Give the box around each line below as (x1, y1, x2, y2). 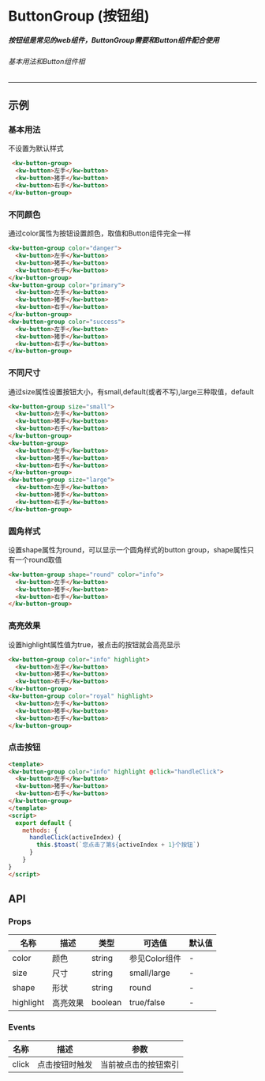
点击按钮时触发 (36, 1059, 93, 1070)
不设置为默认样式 (8, 144, 64, 153)
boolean (91, 997, 122, 1008)
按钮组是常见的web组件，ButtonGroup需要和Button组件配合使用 (8, 35, 219, 44)
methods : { (22, 827, 58, 834)
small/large (129, 967, 171, 978)
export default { (15, 819, 73, 827)
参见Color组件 (129, 953, 181, 964)
